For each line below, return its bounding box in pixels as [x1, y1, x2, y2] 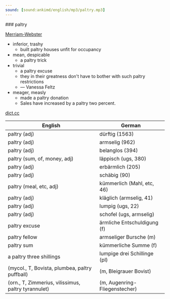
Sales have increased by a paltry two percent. [20, 100, 116, 106]
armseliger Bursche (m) [99, 233, 156, 240]
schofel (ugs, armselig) [99, 210, 154, 218]
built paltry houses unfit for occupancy [20, 46, 101, 52]
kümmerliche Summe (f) [99, 241, 157, 248]
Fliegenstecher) [99, 285, 138, 292]
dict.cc [5, 110, 20, 116]
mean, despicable [12, 52, 50, 58]
